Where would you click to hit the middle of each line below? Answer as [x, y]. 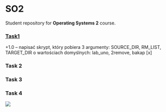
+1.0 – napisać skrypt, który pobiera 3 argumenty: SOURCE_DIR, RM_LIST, [84, 47]
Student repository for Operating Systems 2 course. [61, 23]
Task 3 [14, 79]
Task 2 [14, 66]
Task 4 [14, 93]
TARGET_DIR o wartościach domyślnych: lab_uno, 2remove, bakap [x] [79, 53]
